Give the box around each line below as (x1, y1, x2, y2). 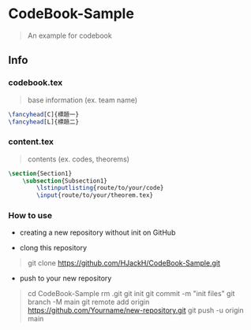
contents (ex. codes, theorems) (27, 154, 130, 164)
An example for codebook (27, 31, 112, 40)
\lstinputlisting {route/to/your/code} (36, 184, 164, 192)
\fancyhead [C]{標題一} (8, 110, 80, 118)
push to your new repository (19, 273, 112, 284)
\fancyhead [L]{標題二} (8, 117, 80, 126)
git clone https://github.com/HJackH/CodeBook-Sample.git (27, 258, 221, 268)
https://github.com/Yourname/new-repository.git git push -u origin (27, 306, 245, 315)
